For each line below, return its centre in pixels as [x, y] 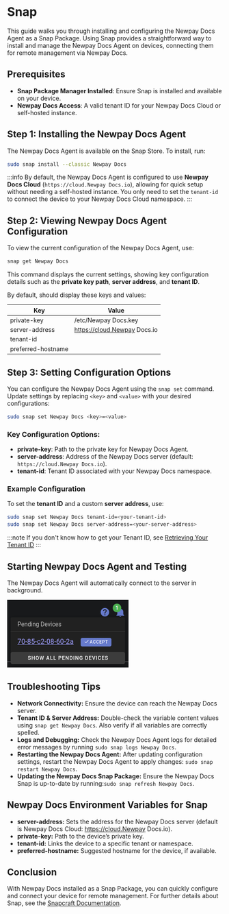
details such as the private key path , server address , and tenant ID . [104, 282]
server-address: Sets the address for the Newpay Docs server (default [117, 821]
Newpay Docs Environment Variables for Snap [108, 805]
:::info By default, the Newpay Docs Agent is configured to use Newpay [108, 177]
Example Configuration [46, 489]
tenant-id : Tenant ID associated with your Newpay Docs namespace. [114, 471]
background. [25, 590]
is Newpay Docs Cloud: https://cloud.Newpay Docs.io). [95, 829]
